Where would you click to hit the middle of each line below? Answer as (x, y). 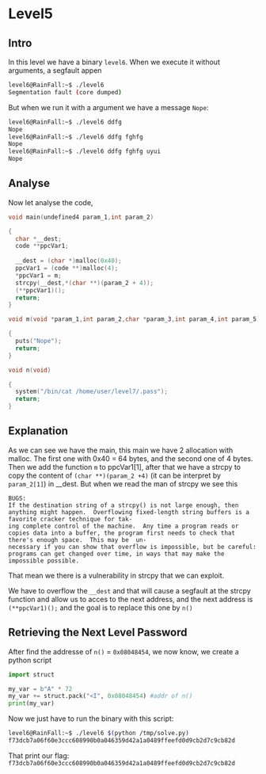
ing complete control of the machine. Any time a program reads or (123, 526)
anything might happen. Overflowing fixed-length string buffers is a (129, 512)
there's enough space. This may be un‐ (78, 540)
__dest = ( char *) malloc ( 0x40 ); (69, 261)
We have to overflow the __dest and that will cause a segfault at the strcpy (129, 590)
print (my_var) (32, 703)
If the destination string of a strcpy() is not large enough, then (123, 505)
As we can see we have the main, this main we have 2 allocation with (121, 450)
